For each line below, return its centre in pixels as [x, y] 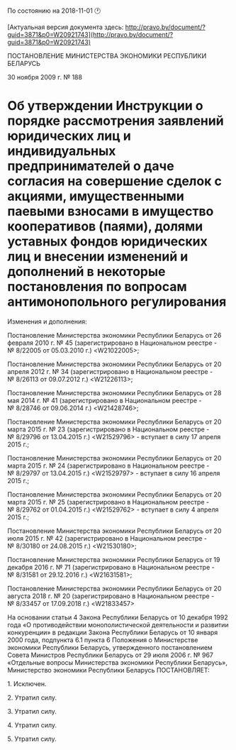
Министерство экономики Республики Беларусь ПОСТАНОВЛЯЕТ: [109, 670]
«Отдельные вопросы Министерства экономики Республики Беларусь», [118, 662]
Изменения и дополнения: [47, 321]
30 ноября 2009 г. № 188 [45, 77]
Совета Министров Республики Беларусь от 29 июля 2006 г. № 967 [111, 655]
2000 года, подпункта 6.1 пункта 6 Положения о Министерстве [103, 640]
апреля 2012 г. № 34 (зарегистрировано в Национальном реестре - [110, 371]
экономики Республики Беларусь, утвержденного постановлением [110, 647]
